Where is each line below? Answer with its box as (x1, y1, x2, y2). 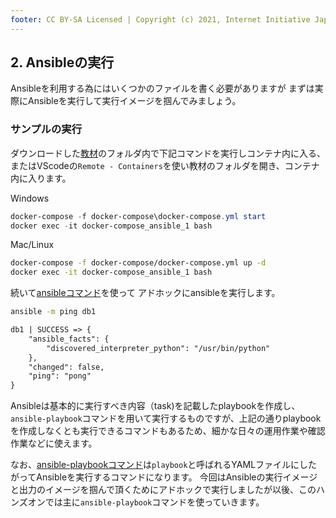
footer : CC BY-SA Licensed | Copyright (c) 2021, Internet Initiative (10, 14, 311, 25)
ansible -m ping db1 (10, 307, 97, 317)
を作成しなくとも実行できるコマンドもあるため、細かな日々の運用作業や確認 (10, 425, 326, 437)
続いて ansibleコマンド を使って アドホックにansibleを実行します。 (10, 287, 281, 299)
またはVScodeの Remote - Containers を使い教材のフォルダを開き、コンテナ (10, 159, 320, 171)
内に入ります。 (10, 172, 72, 184)
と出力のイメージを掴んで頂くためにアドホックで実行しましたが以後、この (10, 484, 317, 496)
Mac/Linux (10, 239, 55, 251)
